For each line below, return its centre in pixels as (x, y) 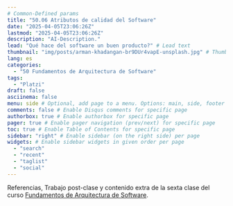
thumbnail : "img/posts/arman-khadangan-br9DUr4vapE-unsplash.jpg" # (108, 53)
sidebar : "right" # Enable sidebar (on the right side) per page (103, 135)
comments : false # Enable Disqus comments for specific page (97, 110)
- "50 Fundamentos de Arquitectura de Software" (85, 71)
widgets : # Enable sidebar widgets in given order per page (96, 142)
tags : (15, 78)
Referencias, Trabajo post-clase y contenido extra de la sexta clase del (109, 187)
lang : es (20, 59)
